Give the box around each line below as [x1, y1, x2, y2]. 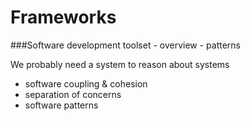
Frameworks [10, 6, 117, 29]
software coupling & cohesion [24, 77, 148, 90]
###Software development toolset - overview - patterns [10, 39, 241, 51]
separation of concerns [24, 88, 122, 100]
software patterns [24, 99, 99, 111]
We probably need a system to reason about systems [10, 58, 230, 70]
